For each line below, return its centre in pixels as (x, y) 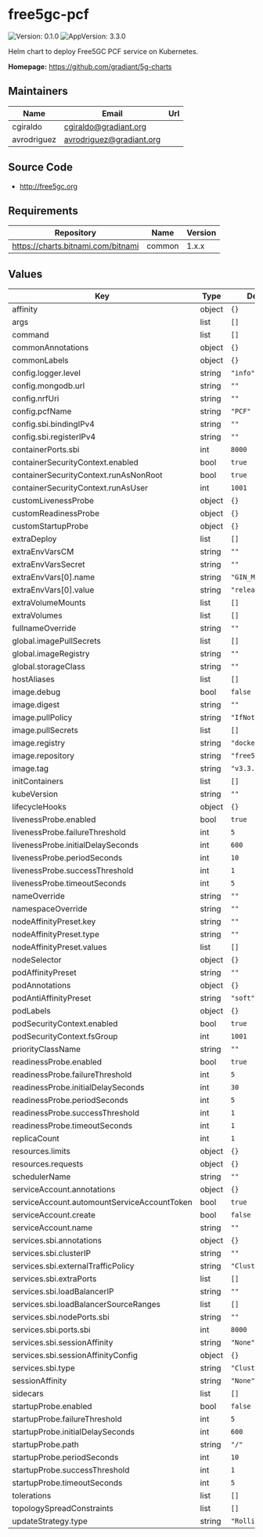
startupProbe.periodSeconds (65, 1458)
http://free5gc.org (49, 186)
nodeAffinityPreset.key (54, 922)
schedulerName (41, 1177)
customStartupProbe (50, 526)
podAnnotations (41, 985)
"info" (243, 373)
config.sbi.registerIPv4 (54, 437)
